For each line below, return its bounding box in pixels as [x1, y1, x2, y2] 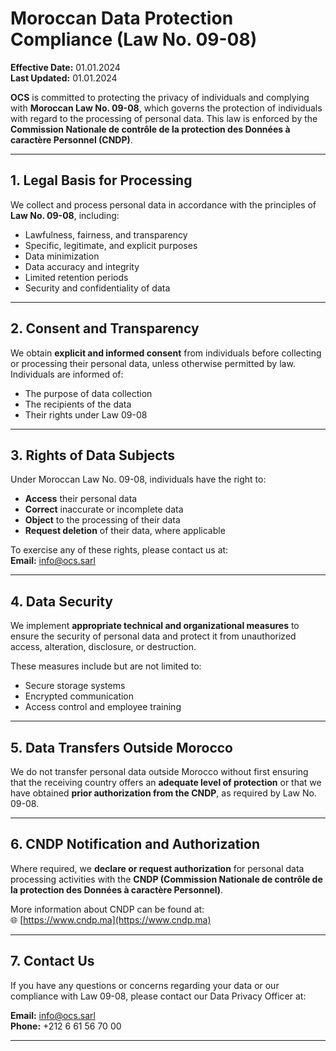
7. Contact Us [10, 953, 95, 970]
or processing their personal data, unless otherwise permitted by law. [10, 357, 296, 369]
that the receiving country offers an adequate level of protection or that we [10, 777, 322, 788]
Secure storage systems [24, 680, 126, 692]
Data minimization [24, 250, 100, 262]
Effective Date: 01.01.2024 [10, 61, 121, 73]
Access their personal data [24, 493, 138, 505]
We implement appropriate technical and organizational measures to [10, 620, 300, 632]
